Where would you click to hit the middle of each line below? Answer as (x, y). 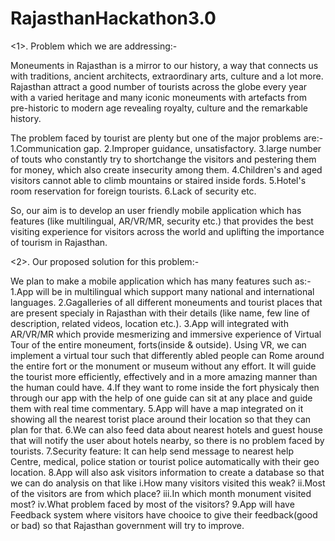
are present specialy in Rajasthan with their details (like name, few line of (160, 313)
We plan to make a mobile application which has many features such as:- (161, 281)
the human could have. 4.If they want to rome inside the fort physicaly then (165, 387)
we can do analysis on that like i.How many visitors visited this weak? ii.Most (168, 483)
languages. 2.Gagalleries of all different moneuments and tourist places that (166, 302)
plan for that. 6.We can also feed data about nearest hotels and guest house (167, 429)
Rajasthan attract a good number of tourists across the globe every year (159, 86)
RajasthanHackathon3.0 (113, 18)
